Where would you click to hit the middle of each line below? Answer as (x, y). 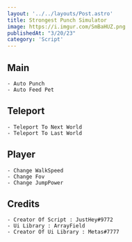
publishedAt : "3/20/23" (42, 33)
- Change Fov (26, 177)
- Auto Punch (26, 83)
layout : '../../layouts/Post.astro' (60, 14)
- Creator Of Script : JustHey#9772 (60, 220)
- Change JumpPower (35, 183)
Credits (24, 203)
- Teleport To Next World (44, 127)
